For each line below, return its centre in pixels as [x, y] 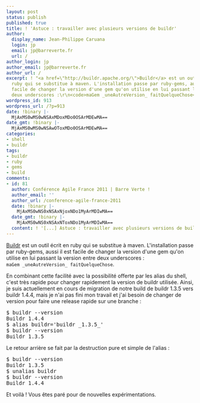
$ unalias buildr [31, 371]
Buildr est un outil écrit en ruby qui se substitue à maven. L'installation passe [100, 245]
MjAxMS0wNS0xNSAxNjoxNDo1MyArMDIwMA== [65, 212]
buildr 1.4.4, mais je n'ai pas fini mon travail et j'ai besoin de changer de [94, 295]
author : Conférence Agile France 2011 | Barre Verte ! [81, 189]
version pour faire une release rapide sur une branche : [74, 301]
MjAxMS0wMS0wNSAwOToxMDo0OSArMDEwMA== [60, 128]
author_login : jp [28, 61]
